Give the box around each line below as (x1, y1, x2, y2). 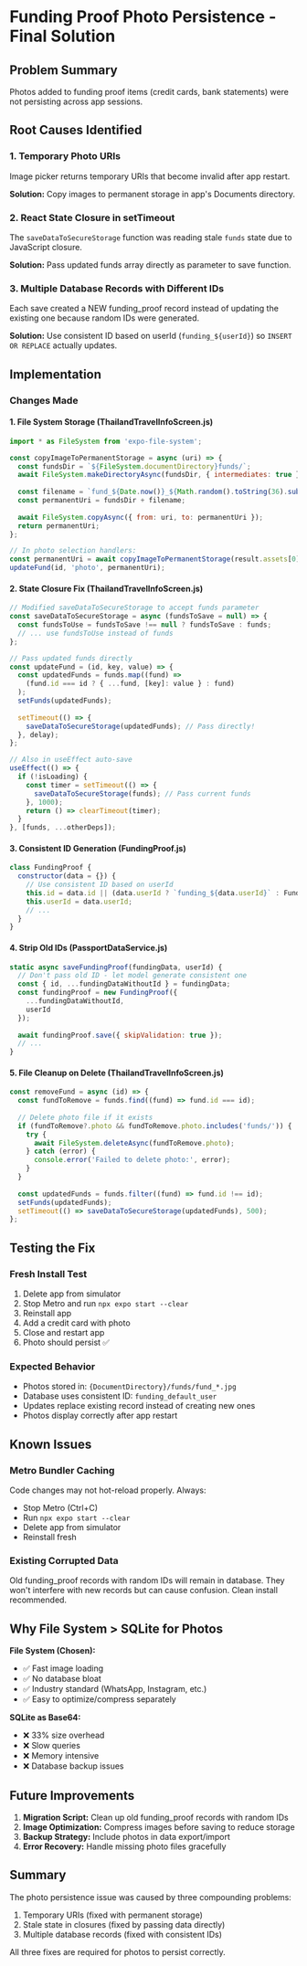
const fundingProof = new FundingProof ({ (17, 988, 178, 998)
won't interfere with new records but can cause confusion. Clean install (9, 1585, 279, 1596)
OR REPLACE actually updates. (9, 340, 118, 351)
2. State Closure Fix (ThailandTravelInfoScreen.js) (9, 583, 204, 594)
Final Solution (9, 26, 116, 47)
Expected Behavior (9, 1359, 96, 1372)
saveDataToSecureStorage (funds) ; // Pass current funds (33, 788, 251, 798)
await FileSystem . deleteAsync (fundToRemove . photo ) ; (33, 1138, 235, 1147)
